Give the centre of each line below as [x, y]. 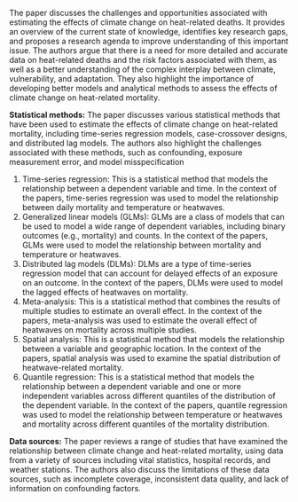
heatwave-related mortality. [73, 368]
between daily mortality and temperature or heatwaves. [123, 207]
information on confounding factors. [75, 488]
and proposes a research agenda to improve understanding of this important [149, 41]
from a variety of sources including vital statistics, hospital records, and [140, 460]
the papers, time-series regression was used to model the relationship [150, 198]
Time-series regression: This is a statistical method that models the [145, 179]
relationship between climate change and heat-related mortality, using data [146, 451]
